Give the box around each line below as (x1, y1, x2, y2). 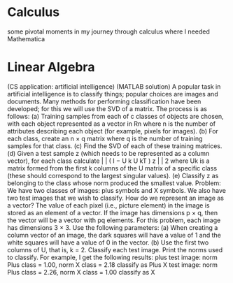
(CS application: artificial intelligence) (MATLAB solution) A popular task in (7, 82, 221, 91)
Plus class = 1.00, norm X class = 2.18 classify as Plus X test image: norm (7, 260, 218, 269)
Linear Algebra (7, 59, 95, 75)
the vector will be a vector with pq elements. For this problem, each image (7, 216, 221, 224)
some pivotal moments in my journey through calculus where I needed (7, 27, 210, 36)
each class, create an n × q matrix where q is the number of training (7, 134, 203, 143)
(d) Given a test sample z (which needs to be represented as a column (7, 149, 210, 157)
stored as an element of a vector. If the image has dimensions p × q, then (7, 208, 218, 217)
